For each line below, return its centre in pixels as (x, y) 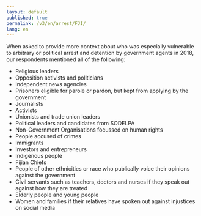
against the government (45, 176)
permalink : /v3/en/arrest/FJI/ (46, 23)
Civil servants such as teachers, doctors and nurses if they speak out (102, 182)
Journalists (29, 104)
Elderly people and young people (57, 195)
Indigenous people (39, 156)
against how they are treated (51, 188)
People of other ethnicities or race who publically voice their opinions (102, 169)
